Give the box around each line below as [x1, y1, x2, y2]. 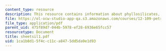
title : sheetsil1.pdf [5, 34, 50, 39]
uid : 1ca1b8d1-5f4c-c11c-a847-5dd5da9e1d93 [5, 39, 96, 44]
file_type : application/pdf [5, 20, 63, 26]
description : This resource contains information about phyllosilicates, [5, 12, 161, 17]
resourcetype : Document [5, 30, 54, 34]
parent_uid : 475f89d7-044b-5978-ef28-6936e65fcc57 [5, 25, 112, 30]
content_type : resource [5, 7, 54, 12]
